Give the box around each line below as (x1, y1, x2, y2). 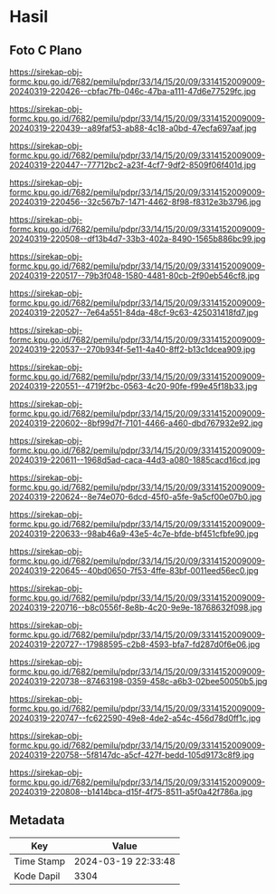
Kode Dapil (14, 869, 61, 882)
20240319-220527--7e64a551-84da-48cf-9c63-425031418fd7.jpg (9, 307, 259, 318)
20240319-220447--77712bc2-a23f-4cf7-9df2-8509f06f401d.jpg (9, 160, 256, 170)
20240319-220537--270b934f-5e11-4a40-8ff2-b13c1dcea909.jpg (9, 344, 256, 355)
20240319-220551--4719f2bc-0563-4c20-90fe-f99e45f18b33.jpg (9, 381, 258, 391)
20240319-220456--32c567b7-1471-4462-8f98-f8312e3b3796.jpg (9, 197, 262, 207)
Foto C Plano (9, 43, 82, 58)
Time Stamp (14, 855, 66, 868)
